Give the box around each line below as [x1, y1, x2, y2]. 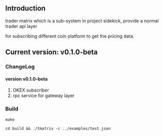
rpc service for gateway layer [12, 93, 75, 99]
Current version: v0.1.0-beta [5, 48, 98, 57]
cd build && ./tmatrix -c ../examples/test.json [5, 126, 111, 131]
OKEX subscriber [12, 87, 50, 94]
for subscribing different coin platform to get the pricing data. [5, 33, 134, 39]
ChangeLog [5, 63, 35, 71]
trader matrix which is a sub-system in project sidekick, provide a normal [5, 17, 159, 24]
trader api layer [5, 23, 37, 29]
